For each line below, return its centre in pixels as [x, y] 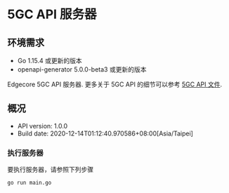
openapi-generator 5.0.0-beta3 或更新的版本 [82, 69]
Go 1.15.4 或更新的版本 [50, 61]
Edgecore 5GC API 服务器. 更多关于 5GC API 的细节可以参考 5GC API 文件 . [115, 84]
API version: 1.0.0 [42, 126]
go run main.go [30, 183]
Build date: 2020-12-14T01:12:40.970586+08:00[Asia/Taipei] [105, 133]
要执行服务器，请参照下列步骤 [50, 170]
